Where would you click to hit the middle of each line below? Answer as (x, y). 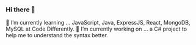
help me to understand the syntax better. (57, 35)
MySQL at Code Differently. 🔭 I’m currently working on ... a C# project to (96, 29)
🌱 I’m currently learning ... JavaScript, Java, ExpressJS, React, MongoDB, (98, 23)
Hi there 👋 (21, 10)
